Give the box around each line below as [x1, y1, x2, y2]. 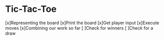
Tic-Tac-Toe [5, 3, 57, 15]
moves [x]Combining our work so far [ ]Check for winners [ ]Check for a [5, 25, 154, 31]
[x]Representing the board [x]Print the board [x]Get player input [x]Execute [5, 20, 160, 26]
